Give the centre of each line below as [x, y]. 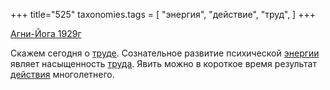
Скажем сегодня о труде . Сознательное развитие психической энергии [165, 53]
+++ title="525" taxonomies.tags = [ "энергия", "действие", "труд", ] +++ [163, 14]
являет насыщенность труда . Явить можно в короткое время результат [163, 63]
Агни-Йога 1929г [46, 33]
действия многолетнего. [62, 74]
